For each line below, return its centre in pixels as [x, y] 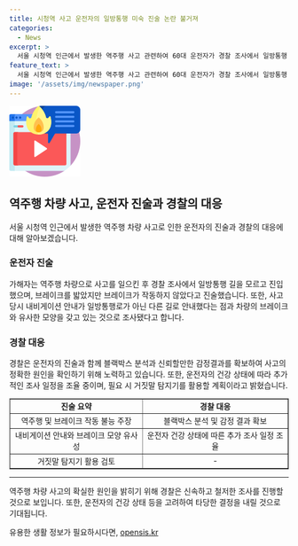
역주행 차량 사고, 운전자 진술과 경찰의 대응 [116, 204]
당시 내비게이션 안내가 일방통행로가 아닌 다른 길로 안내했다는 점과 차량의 [133, 306]
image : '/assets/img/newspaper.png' [77, 84]
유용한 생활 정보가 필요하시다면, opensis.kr [84, 533]
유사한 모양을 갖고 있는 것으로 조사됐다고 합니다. [101, 317]
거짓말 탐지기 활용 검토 [76, 461]
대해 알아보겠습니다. [43, 238]
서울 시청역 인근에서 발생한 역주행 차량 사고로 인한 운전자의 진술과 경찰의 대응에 [146, 227]
